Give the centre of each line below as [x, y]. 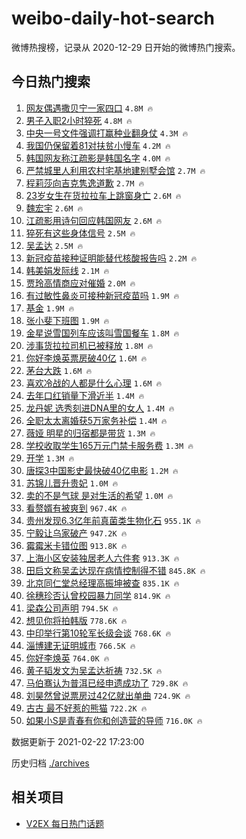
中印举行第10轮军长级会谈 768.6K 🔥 [98, 633]
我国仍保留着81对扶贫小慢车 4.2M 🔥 [98, 145]
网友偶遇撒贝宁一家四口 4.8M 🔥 [89, 108]
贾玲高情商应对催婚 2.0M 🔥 [80, 283]
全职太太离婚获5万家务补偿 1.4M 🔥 [96, 420]
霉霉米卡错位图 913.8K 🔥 [76, 545]
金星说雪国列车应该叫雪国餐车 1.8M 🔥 [102, 333]
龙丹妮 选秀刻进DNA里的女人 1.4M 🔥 [100, 408]
